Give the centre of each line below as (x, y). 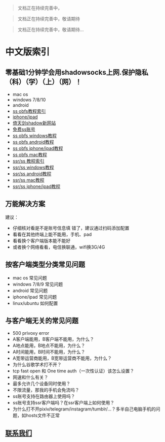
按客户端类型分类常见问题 (45, 264)
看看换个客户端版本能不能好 (42, 240)
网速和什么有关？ (30, 377)
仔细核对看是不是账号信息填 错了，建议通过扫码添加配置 (71, 228)
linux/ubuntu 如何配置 (35, 303)
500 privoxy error (31, 333)
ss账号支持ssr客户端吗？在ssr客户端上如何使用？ (64, 403)
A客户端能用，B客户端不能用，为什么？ (53, 339)
